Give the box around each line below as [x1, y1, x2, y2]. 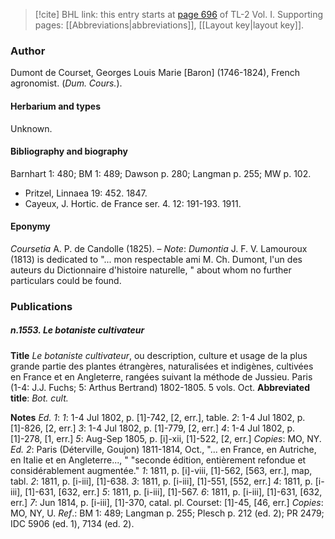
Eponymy [10, 220, 51, 233]
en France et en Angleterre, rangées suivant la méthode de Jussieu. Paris [10, 370, 313, 383]
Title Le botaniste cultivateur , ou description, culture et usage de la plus [10, 349, 308, 361]
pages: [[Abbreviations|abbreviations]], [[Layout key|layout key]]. [34, 19, 305, 31]
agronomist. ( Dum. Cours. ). [10, 77, 123, 89]
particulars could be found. [10, 274, 122, 286]
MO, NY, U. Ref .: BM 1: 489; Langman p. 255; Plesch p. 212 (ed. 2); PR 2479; [10, 507, 325, 519]
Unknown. [10, 122, 53, 134]
